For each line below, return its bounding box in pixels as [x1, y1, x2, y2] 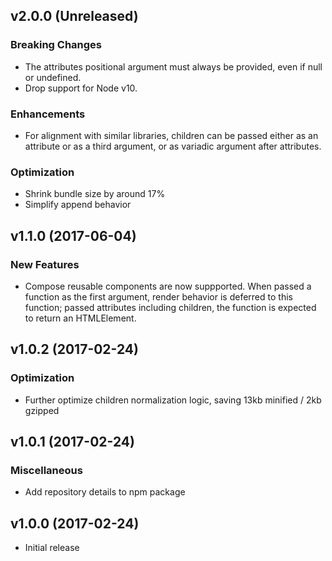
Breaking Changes [10, 38, 103, 52]
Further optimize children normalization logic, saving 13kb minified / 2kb [24, 394, 322, 406]
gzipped [24, 404, 60, 416]
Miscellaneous [10, 463, 83, 477]
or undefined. [24, 71, 82, 83]
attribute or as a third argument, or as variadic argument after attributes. [24, 140, 322, 152]
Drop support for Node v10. [24, 82, 138, 94]
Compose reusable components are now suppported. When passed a [24, 280, 312, 292]
